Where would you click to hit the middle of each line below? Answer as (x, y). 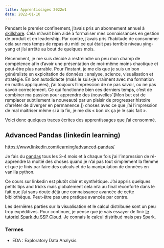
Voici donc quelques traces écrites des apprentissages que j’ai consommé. (81, 120)
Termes (14, 229)
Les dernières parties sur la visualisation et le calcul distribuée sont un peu (81, 206)
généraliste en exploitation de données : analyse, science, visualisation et (79, 74)
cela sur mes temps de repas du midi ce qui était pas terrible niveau (73, 44)
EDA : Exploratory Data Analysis (44, 240)
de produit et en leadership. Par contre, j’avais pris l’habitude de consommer (82, 38)
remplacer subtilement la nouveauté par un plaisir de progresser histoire (78, 100)
